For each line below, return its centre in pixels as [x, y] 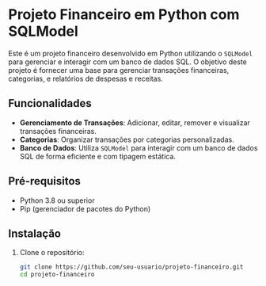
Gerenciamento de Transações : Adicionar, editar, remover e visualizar [135, 122]
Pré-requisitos [45, 181]
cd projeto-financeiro [57, 275]
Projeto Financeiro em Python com [124, 15]
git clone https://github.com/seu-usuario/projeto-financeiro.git [131, 267]
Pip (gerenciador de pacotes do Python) [85, 208]
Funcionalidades [50, 103]
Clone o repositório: [52, 253]
